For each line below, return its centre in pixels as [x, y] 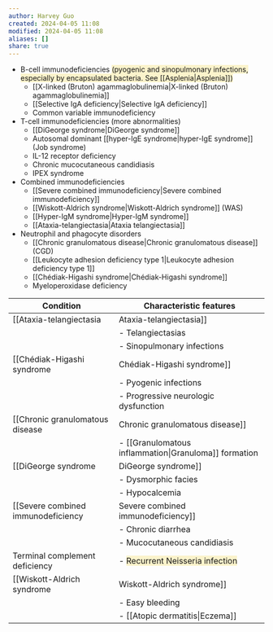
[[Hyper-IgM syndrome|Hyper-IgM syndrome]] [110, 217]
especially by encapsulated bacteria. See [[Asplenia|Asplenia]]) [126, 78]
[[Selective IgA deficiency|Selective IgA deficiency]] [119, 104]
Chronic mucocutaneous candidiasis [93, 165]
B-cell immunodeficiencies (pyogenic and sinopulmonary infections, [134, 69]
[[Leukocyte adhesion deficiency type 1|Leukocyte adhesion [133, 260]
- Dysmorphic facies [158, 480]
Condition [61, 306]
